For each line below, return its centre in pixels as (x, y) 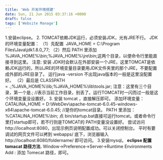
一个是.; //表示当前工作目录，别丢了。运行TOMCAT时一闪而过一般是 (86, 93)
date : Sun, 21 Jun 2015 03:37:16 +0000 (46, 14)
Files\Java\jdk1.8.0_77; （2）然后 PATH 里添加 (51, 50)
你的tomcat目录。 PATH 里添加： (102, 110)
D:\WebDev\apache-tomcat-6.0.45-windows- (92, 104)
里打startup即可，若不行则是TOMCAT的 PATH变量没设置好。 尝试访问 (75, 122)
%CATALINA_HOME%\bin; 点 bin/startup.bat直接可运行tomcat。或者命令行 (80, 116)
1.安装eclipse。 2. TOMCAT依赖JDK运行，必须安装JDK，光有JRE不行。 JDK (81, 38)
